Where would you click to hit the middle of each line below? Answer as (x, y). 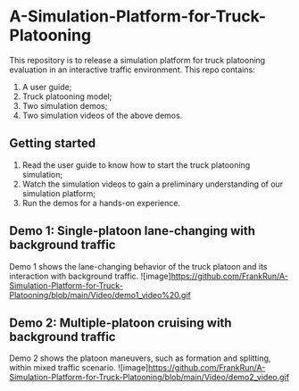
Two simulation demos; (65, 105)
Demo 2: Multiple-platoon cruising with (120, 323)
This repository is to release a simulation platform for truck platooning (137, 60)
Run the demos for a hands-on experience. (101, 203)
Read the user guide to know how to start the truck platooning (136, 165)
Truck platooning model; (67, 96)
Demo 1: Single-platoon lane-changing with (133, 231)
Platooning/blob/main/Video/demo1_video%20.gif (100, 295)
